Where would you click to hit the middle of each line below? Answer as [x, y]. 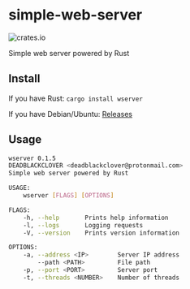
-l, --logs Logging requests [83, 225]
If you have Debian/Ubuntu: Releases [70, 114]
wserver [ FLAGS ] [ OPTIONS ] [69, 196]
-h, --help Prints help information [96, 218]
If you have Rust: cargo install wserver [76, 98]
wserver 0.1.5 [32, 158]
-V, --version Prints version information [101, 233]
